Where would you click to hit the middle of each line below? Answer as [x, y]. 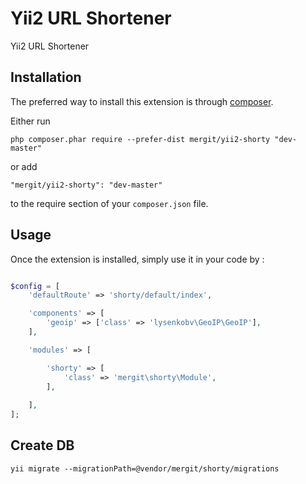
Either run [30, 121]
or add [24, 166]
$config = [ [35, 286]
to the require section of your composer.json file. [109, 203]
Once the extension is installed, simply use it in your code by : [137, 259]
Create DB [42, 445]
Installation [46, 77]
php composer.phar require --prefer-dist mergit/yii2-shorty [140, 139]
